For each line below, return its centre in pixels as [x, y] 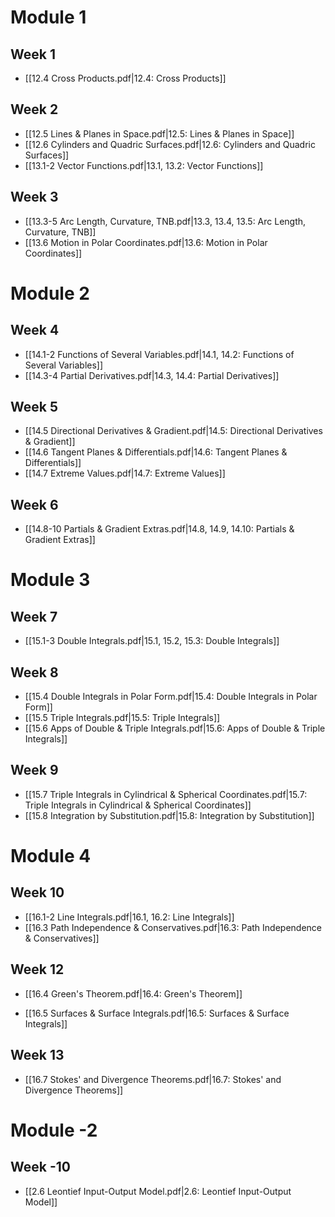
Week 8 [34, 672]
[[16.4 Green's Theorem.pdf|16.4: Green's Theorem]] [133, 993]
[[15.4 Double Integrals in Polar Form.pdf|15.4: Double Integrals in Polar [171, 697]
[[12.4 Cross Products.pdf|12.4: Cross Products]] [125, 78]
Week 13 [37, 1055]
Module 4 [51, 856]
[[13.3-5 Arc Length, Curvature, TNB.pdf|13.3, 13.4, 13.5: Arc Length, [165, 221]
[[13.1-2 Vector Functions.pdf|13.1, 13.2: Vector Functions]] [144, 165]
